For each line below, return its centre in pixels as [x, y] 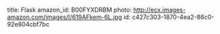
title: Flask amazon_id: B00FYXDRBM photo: [70, 10]
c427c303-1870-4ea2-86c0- [173, 17]
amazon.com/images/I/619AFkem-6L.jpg [64, 17]
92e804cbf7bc [28, 24]
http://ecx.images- [160, 10]
